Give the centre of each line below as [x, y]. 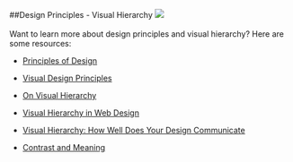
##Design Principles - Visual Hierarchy [81, 15]
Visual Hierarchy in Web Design [80, 113]
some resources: [40, 43]
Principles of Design [60, 61]
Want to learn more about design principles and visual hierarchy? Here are [147, 34]
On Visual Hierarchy [59, 95]
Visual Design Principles [67, 78]
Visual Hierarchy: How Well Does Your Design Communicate [133, 130]
